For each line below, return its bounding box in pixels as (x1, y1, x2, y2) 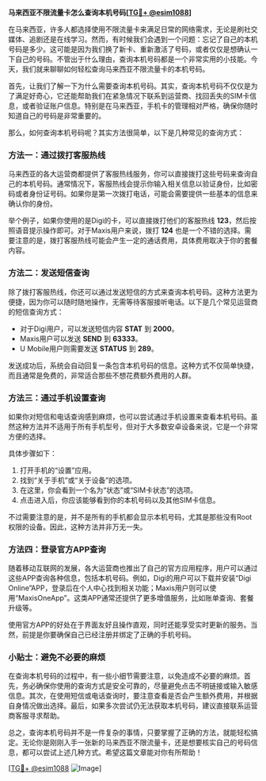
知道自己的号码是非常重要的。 (8, 111, 105, 120)
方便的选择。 (8, 431, 50, 441)
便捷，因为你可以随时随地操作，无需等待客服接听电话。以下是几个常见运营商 (8, 297, 258, 307)
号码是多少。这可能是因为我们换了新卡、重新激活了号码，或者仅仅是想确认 (8, 44, 251, 54)
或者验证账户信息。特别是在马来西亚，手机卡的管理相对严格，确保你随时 (21, 101, 258, 110)
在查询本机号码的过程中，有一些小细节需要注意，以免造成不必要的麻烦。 (8, 671, 244, 681)
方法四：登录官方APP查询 (8, 543, 107, 555)
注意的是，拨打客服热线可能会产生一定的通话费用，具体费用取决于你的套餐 (14, 236, 258, 246)
